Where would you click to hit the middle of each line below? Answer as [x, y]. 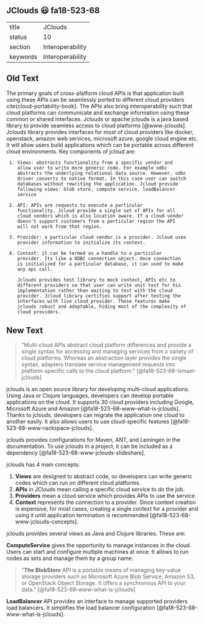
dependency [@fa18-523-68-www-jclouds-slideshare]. [76, 453]
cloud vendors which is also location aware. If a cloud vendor [100, 216]
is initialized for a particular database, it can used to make [100, 264]
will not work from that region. [60, 226]
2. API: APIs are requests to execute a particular [76, 205]
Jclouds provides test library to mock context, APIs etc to [96, 280]
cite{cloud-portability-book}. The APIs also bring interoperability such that [100, 106]
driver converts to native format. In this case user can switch [102, 179]
